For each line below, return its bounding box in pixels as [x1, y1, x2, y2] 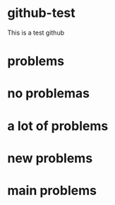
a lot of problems [7, 118, 109, 134]
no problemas [7, 86, 90, 102]
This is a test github [7, 28, 65, 37]
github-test [7, 5, 75, 21]
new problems [7, 150, 93, 166]
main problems [7, 182, 97, 199]
